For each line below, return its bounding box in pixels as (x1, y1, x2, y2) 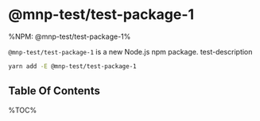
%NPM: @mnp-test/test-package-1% (8, 32, 131, 41)
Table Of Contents (8, 85, 101, 98)
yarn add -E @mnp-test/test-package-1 (8, 62, 137, 70)
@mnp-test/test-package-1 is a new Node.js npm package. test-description (8, 47, 253, 56)
